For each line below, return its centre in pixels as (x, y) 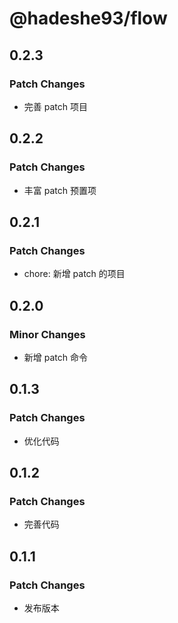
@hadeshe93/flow (88, 18)
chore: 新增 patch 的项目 (74, 274)
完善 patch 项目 (55, 106)
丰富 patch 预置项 (60, 190)
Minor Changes (47, 334)
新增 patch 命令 (55, 357)
